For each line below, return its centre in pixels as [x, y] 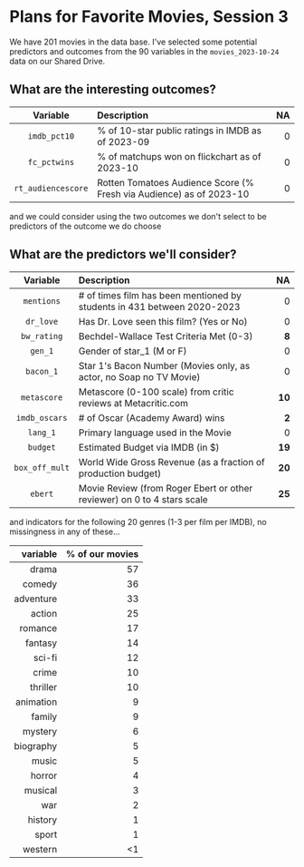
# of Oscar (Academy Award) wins [152, 417]
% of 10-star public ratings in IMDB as [179, 131]
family [44, 716]
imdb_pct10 [51, 136]
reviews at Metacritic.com [133, 403]
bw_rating [42, 336]
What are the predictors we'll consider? [123, 254]
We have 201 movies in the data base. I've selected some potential [133, 42]
